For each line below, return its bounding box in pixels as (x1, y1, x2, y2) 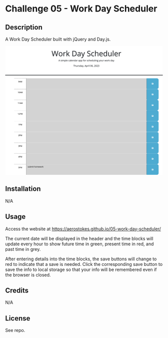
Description (5, 23, 42, 32)
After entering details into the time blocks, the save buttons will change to (5, 256, 157, 262)
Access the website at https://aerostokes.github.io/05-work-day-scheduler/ (5, 226, 161, 232)
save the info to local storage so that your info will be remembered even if (5, 266, 157, 272)
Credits (5, 286, 29, 294)
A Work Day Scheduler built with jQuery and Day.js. (5, 36, 111, 42)
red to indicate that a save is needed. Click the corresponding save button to (5, 261, 163, 267)
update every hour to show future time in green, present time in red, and (5, 241, 154, 247)
